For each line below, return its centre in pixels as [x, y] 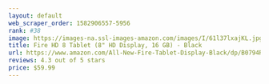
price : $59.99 [32, 68]
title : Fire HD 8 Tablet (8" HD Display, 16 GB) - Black [105, 46]
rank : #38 [25, 30]
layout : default [35, 16]
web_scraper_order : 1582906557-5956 [69, 23]
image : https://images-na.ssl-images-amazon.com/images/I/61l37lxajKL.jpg [136, 38]
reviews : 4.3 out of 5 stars [57, 61]
